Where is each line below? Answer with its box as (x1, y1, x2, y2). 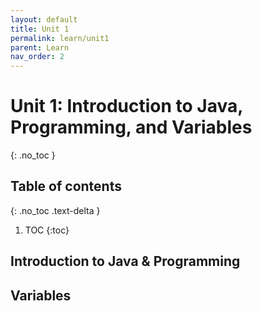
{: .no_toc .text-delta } (10, 204, 101, 216)
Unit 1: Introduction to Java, (10, 95, 243, 118)
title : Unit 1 (10, 24, 70, 34)
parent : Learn (10, 42, 70, 53)
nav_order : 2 (10, 52, 65, 62)
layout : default (10, 14, 78, 25)
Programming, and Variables (10, 116, 253, 139)
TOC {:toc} (24, 224, 70, 236)
